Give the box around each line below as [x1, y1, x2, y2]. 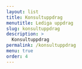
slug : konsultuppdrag [6, 25, 60, 32]
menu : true [6, 48, 34, 54]
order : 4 [6, 53, 28, 59]
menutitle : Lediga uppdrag [6, 20, 74, 26]
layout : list [6, 8, 39, 15]
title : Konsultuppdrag [6, 14, 63, 20]
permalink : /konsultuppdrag [6, 43, 77, 49]
